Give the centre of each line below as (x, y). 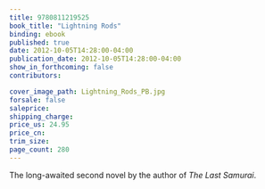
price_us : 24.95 (39, 125)
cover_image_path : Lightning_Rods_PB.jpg (87, 91)
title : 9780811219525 (50, 17)
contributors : (36, 76)
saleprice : (29, 108)
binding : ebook (37, 34)
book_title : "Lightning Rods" (66, 26)
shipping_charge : (41, 117)
